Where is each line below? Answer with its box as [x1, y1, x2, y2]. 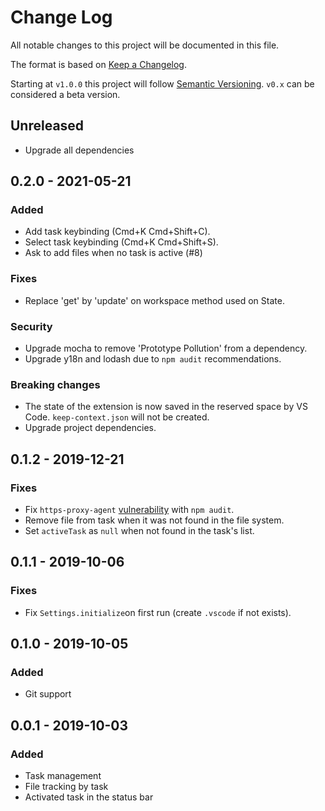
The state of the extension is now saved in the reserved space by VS [24, 401, 308, 413]
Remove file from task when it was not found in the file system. [24, 514, 285, 526]
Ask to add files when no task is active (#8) [24, 247, 203, 259]
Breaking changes [10, 377, 101, 391]
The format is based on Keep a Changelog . [10, 58, 187, 70]
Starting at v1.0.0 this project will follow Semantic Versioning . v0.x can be [10, 77, 315, 90]
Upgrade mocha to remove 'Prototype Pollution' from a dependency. [24, 342, 308, 355]
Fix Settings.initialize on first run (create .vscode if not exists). [24, 606, 292, 618]
